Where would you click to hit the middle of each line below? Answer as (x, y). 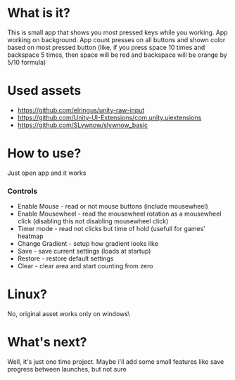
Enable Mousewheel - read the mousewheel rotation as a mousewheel (119, 214)
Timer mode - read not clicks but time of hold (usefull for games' (111, 229)
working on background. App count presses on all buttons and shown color (116, 39)
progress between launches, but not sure (67, 369)
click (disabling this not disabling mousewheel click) (93, 221)
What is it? (39, 13)
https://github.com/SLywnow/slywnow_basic (83, 125)
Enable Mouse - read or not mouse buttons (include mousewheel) (113, 207)
